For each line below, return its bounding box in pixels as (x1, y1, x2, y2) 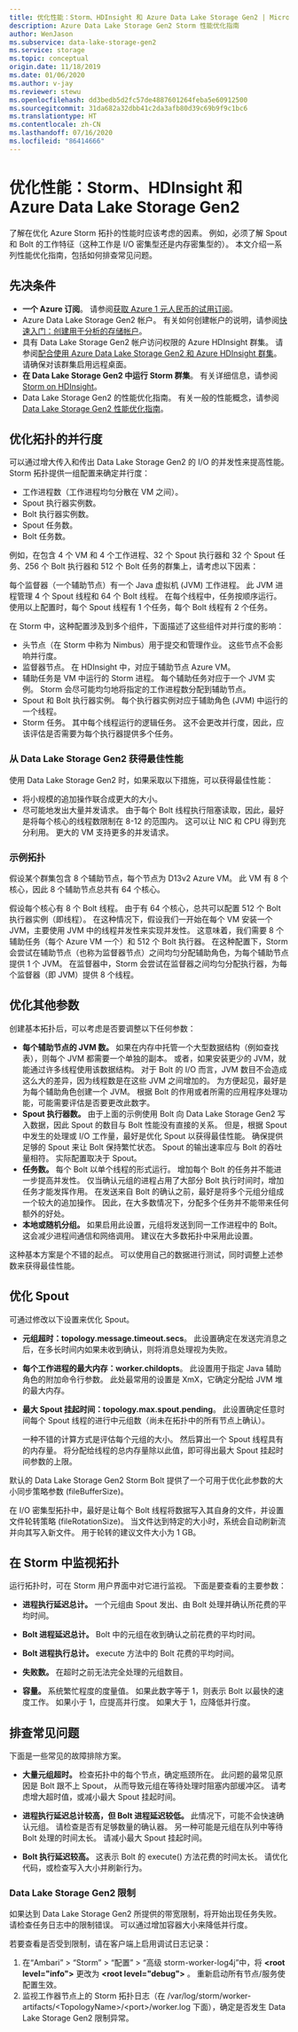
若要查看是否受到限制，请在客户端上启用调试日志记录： (9, 1939, 211, 1950)
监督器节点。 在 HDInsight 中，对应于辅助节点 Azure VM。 (21, 662, 236, 672)
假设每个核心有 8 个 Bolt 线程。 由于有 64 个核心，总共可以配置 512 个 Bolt (9, 902, 281, 914)
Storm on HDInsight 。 (21, 381, 102, 391)
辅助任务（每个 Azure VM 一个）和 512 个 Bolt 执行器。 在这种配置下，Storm (9, 936, 288, 946)
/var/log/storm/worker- (167, 1990, 251, 2001)
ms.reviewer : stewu (9, 87, 82, 96)
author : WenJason (9, 29, 74, 38)
